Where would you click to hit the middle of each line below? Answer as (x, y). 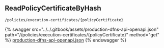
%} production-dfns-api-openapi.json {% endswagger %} (66, 40)
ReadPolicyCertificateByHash (53, 8)
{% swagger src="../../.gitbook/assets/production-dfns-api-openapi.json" (82, 29)
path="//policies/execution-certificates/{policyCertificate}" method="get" (82, 34)
